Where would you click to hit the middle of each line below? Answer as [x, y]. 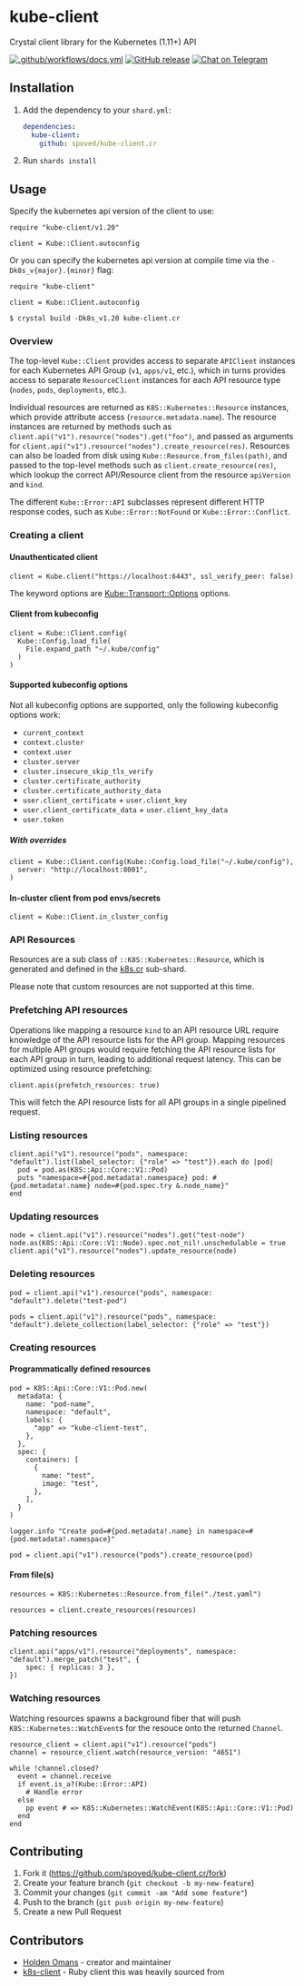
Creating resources [53, 1347]
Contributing [46, 1851]
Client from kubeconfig [54, 614]
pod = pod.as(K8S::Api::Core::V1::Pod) [93, 1170]
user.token [43, 820]
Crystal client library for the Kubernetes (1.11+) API [103, 42]
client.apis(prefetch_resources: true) [85, 1085]
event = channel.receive [64, 1776]
